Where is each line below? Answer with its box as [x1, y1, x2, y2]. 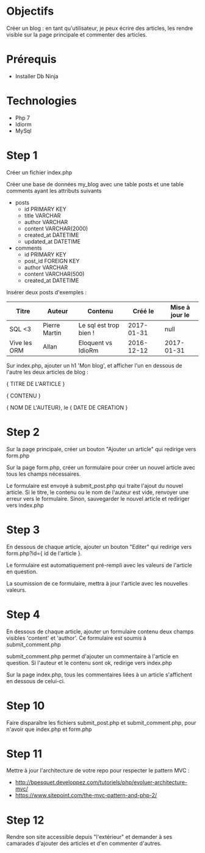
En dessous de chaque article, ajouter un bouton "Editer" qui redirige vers [6, 543, 192, 550]
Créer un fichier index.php [6, 169, 73, 176]
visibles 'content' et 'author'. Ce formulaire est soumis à [6, 634, 146, 642]
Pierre [42, 321, 60, 329]
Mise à [170, 303, 190, 311]
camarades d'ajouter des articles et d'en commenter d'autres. [6, 840, 162, 847]
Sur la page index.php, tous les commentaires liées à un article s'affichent [6, 670, 192, 678]
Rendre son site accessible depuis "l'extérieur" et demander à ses [6, 833, 173, 841]
